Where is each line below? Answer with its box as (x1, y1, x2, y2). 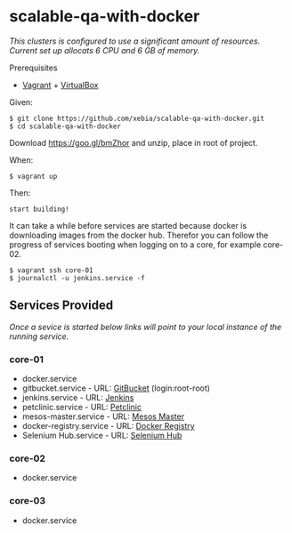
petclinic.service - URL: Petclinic (21, 402, 142, 413)
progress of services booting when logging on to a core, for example (9, 238, 262, 250)
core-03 (9, 495, 46, 507)
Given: (9, 96, 33, 108)
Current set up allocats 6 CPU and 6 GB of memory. (9, 44, 200, 55)
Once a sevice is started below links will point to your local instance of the (9, 321, 282, 332)
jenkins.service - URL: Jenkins (21, 392, 134, 403)
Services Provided (9, 298, 114, 313)
